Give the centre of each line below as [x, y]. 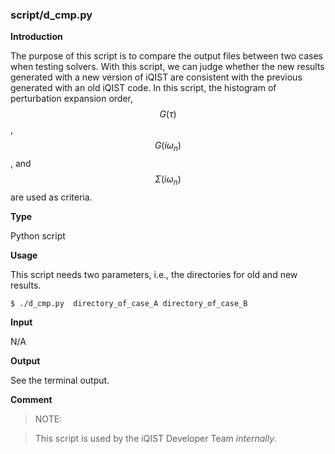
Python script [38, 235]
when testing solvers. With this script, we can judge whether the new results [167, 67]
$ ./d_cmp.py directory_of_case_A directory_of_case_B [129, 303]
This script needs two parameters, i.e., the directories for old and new [154, 274]
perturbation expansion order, [72, 99]
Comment [31, 399]
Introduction [36, 37]
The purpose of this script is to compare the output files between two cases [166, 56]
